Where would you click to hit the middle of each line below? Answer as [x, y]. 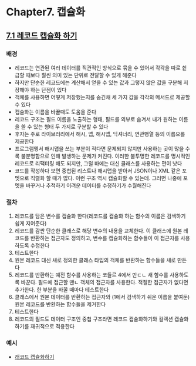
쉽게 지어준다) [31, 224]
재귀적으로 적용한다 [53, 327]
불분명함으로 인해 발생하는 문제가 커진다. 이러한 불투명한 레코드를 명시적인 [106, 156]
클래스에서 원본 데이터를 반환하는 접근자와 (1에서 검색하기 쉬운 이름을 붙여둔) [102, 297]
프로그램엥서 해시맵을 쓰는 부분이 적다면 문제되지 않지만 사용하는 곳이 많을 [99, 148]
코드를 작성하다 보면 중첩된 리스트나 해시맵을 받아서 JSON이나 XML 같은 [97, 171]
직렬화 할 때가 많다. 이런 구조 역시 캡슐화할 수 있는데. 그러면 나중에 [106, 178]
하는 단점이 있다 [48, 89]
